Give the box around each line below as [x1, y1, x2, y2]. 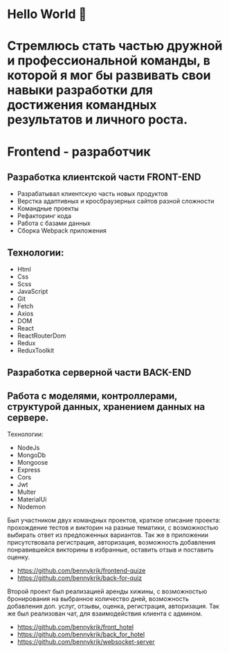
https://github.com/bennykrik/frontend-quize [17, 566, 146, 575]
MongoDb [17, 451, 46, 459]
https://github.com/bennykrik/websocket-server [17, 638, 156, 646]
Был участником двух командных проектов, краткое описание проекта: [7, 516, 221, 524]
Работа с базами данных [17, 219, 91, 228]
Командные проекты [17, 204, 80, 213]
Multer [17, 488, 37, 496]
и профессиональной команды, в [7, 53, 211, 69]
